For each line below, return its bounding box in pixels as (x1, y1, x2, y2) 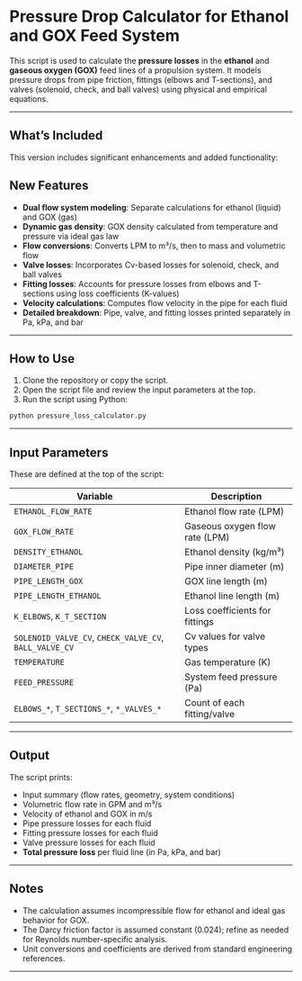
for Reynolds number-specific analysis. (22, 933, 168, 944)
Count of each (183, 697, 245, 709)
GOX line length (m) (183, 575, 268, 588)
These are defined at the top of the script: (9, 469, 164, 480)
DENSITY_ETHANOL (13, 547, 84, 557)
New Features (9, 178, 89, 193)
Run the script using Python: (22, 394, 128, 405)
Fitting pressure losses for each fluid (22, 827, 159, 838)
